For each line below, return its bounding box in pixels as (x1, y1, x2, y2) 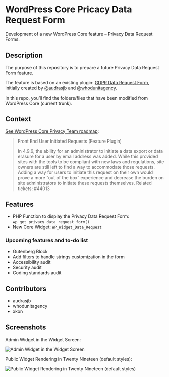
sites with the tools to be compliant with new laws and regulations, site (17, 158, 164, 165)
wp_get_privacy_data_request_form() (12, 220, 90, 225)
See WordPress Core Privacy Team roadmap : (5, 128, 99, 134)
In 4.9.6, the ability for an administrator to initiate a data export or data (17, 148, 163, 154)
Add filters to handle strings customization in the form (12, 254, 125, 260)
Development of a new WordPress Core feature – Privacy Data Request (5, 31, 153, 37)
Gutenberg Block (12, 248, 48, 254)
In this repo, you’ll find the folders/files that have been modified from (5, 95, 148, 101)
